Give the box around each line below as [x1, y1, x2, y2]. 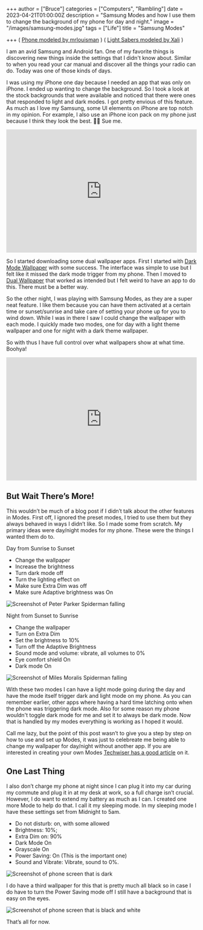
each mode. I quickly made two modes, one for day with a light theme [6, 320, 180, 328]
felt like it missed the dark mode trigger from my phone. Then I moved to [6, 270, 187, 278]
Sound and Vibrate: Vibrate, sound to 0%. [14, 858, 119, 865]
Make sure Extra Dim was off [14, 582, 88, 589]
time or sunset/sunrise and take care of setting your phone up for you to [6, 308, 186, 315]
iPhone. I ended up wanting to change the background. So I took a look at [6, 85, 189, 93]
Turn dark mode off [14, 569, 63, 576]
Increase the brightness [14, 562, 74, 570]
